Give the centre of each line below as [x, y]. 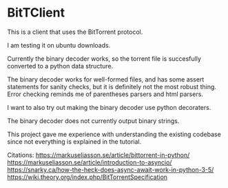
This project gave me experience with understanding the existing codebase [114, 134]
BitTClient [36, 13]
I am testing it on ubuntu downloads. [59, 45]
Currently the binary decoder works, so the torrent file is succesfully [104, 58]
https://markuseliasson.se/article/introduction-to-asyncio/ [90, 162]
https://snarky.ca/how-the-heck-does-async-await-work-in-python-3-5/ [111, 169]
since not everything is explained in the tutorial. [74, 141]
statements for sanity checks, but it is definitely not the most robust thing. [112, 86]
